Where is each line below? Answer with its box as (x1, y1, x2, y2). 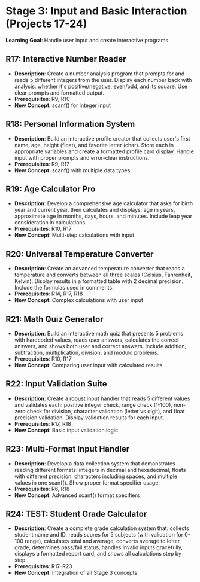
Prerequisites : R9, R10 (14, 95, 70, 102)
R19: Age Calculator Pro (5, 184, 96, 194)
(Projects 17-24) (5, 17, 87, 31)
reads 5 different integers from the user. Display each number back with (14, 76, 192, 83)
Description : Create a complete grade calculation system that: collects (14, 525, 189, 532)
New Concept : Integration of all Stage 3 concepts (14, 569, 138, 577)
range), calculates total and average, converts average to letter (25, 537, 180, 545)
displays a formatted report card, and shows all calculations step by (14, 550, 182, 557)
